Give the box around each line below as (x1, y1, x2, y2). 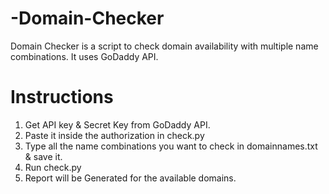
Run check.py (24, 161, 82, 173)
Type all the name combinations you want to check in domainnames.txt (24, 140, 318, 152)
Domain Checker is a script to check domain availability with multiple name (10, 40, 319, 52)
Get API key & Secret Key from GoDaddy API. (24, 118, 211, 131)
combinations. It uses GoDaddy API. (10, 50, 159, 62)
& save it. (24, 150, 63, 162)
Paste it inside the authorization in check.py (24, 129, 205, 141)
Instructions (10, 86, 114, 109)
